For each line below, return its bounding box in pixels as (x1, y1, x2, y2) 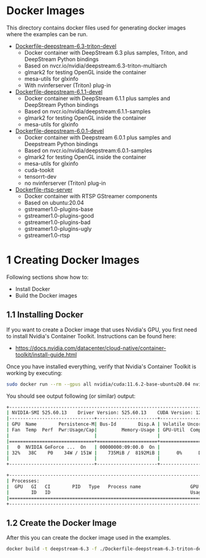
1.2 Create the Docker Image (6, 517, 117, 528)
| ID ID (6, 489, 51, 495)
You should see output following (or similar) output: (6, 392, 136, 400)
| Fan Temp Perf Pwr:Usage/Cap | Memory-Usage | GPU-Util (6, 427, 185, 433)
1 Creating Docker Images (6, 253, 140, 267)
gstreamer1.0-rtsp (24, 231, 71, 239)
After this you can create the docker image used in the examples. (6, 534, 171, 541)
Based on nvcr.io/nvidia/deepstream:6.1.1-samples (24, 107, 151, 115)
